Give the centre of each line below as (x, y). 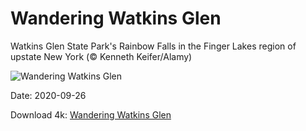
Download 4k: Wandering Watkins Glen (91, 114)
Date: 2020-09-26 (48, 95)
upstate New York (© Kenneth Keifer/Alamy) (101, 56)
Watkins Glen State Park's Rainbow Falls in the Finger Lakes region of (153, 46)
